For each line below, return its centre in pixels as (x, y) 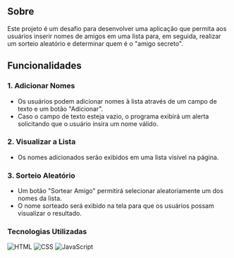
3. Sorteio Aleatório (41, 176)
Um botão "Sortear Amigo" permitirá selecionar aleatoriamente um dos (121, 191)
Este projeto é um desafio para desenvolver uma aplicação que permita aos (117, 28)
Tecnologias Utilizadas (47, 232)
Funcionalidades (45, 66)
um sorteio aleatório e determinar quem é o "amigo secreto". (95, 43)
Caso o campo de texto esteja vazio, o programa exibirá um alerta (113, 116)
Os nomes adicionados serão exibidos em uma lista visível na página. (118, 157)
